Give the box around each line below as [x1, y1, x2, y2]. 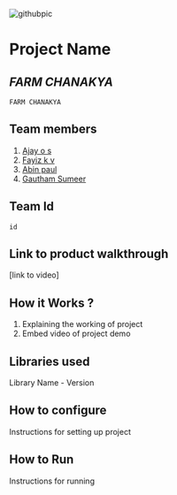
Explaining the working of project [21, 319, 143, 330]
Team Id [9, 199, 55, 214]
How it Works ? [9, 295, 95, 310]
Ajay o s [21, 145, 52, 156]
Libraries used [9, 354, 90, 369]
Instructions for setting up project [9, 426, 131, 437]
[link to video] [9, 270, 59, 280]
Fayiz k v [21, 155, 55, 165]
